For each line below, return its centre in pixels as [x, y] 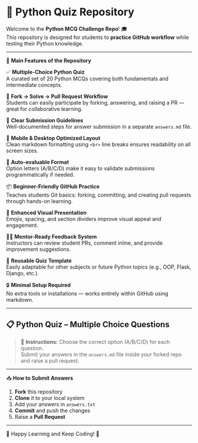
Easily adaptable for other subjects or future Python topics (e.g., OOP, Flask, [99, 267]
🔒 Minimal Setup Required [38, 285]
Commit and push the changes [52, 411]
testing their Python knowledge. [45, 43]
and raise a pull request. [50, 360]
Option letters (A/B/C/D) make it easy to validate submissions [80, 168]
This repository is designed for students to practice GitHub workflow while [98, 37]
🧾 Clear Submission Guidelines [45, 120]
